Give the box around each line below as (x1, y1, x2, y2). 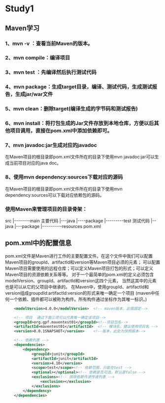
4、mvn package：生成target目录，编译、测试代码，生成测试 (5, 84, 152, 90)
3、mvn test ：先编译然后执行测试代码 (5, 69, 97, 76)
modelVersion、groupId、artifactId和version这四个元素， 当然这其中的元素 (5, 277, 157, 283)
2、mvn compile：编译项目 (5, 54, 70, 61)
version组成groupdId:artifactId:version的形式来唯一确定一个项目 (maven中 (5, 290, 155, 296)
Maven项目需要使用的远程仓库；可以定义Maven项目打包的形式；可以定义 (5, 265, 154, 271)
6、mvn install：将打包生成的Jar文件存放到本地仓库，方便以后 (5, 120, 154, 127)
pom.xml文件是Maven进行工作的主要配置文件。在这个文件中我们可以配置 (5, 253, 153, 259)
